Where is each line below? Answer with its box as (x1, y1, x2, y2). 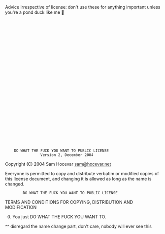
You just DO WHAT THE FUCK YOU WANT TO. (12, 214, 106, 220)
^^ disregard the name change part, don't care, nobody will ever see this (5, 223, 152, 229)
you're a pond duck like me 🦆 (5, 9, 65, 15)
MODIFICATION (5, 205, 37, 210)
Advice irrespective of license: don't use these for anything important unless (5, 4, 161, 10)
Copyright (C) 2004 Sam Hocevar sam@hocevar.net (5, 161, 111, 167)
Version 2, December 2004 (40, 153, 94, 157)
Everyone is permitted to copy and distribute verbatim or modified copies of (5, 171, 159, 176)
